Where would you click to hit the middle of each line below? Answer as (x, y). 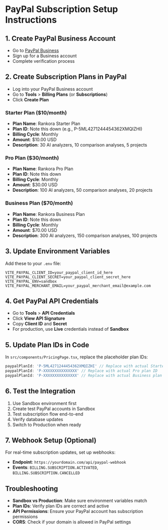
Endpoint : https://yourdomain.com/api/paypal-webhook (69, 462)
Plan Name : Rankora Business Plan (48, 214)
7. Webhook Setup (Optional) (51, 440)
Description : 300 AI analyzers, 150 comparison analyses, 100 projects (85, 235)
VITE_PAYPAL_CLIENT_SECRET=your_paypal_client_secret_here (68, 277)
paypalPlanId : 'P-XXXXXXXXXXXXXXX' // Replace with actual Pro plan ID (81, 371)
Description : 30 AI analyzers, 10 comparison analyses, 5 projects (80, 145)
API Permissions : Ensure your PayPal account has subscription (78, 511)
